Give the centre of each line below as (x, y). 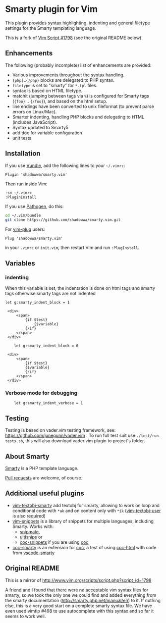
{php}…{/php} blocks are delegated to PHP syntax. (63, 80)
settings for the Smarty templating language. (51, 28)
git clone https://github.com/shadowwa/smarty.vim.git (63, 220)
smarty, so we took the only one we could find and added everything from (81, 595)
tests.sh (14, 441)
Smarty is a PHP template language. (42, 468)
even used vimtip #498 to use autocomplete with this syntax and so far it (80, 611)
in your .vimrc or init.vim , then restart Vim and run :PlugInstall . (72, 248)
